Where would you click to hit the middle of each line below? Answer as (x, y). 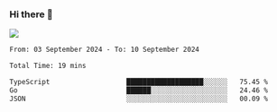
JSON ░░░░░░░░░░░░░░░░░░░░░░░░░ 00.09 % (139, 99)
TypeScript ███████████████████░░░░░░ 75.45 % (139, 82)
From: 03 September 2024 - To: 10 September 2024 (105, 50)
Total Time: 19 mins (48, 66)
